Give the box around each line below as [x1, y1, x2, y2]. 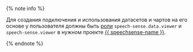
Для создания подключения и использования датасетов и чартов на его [6, 16, 188, 23]
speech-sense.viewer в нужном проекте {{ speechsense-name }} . [6, 29, 166, 36]
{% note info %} [6, 5, 45, 12]
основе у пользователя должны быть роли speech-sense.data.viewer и [6, 23, 182, 29]
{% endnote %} [6, 40, 44, 47]
